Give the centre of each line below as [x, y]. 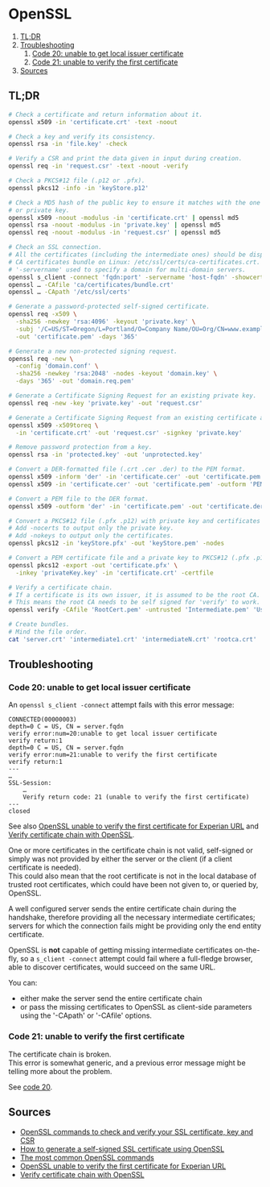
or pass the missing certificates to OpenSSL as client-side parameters [136, 1007]
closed [19, 811]
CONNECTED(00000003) [43, 720]
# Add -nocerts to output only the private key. [91, 529]
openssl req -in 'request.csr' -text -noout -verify [98, 166]
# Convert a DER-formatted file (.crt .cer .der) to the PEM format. [127, 469]
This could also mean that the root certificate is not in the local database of [133, 876]
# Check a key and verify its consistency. [82, 137]
